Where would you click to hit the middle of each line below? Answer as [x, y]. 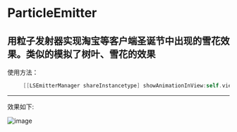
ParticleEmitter [52, 13]
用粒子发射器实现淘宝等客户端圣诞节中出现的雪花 [114, 41]
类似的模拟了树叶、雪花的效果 [91, 54]
